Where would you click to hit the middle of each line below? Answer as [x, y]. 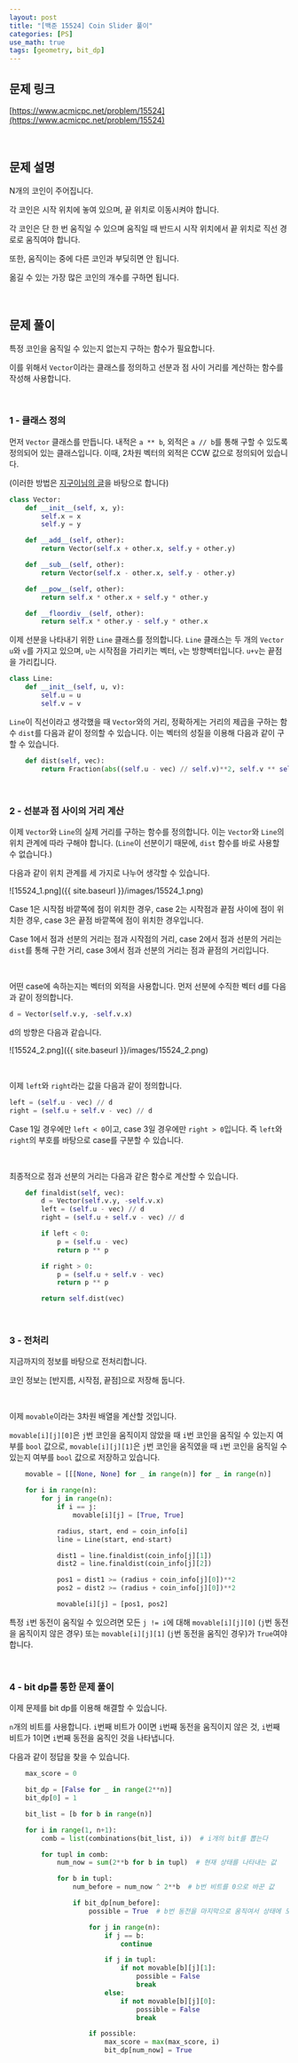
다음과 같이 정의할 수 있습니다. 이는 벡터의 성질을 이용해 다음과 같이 [160, 732]
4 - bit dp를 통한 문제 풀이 [62, 1687]
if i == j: [77, 1507]
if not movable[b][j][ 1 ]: [168, 1968]
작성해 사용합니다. [40, 378]
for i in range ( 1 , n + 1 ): [71, 1830]
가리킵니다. [38, 662]
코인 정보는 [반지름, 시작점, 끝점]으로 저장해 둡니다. [97, 1380]
